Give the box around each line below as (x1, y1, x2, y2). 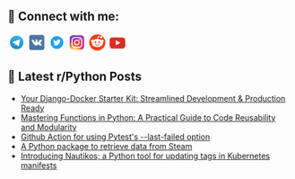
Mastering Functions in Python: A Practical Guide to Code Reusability (20, 112, 276, 122)
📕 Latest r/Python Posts (7, 69, 143, 85)
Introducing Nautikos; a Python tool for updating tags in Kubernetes (20, 150, 270, 161)
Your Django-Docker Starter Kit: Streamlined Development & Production (20, 93, 286, 103)
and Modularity (20, 121, 77, 132)
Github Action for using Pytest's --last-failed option (20, 131, 211, 142)
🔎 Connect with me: (7, 9, 119, 24)
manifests (20, 159, 57, 171)
